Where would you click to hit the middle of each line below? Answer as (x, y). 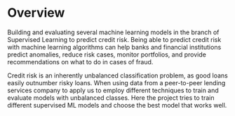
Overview (36, 13)
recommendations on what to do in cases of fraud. (80, 61)
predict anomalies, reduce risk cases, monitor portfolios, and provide (107, 55)
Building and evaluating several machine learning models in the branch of (113, 32)
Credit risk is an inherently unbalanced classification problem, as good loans (117, 75)
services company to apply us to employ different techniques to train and (113, 90)
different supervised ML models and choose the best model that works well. (117, 105)
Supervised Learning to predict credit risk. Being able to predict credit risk (114, 39)
